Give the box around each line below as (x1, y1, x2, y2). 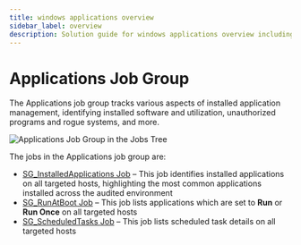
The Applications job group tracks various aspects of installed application (9, 97, 280, 108)
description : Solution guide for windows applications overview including (9, 30, 295, 38)
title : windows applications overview (9, 13, 154, 22)
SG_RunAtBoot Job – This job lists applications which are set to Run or (21, 198, 283, 208)
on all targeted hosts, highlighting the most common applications (21, 178, 262, 189)
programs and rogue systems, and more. (9, 117, 159, 128)
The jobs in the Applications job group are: (9, 151, 167, 162)
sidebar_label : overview (9, 21, 102, 30)
